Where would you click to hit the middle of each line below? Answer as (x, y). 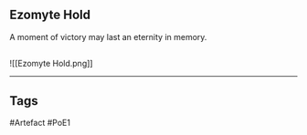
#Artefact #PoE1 (40, 123)
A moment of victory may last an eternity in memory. (108, 36)
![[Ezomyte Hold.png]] (51, 64)
